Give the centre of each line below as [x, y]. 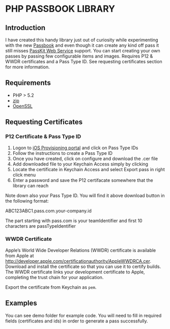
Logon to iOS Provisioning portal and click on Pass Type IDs [75, 148]
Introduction [25, 28]
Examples [21, 303]
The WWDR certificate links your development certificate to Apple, [75, 272]
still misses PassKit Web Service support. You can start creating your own [83, 51]
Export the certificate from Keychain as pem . [51, 287]
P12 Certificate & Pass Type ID [43, 136]
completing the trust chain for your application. [54, 277]
